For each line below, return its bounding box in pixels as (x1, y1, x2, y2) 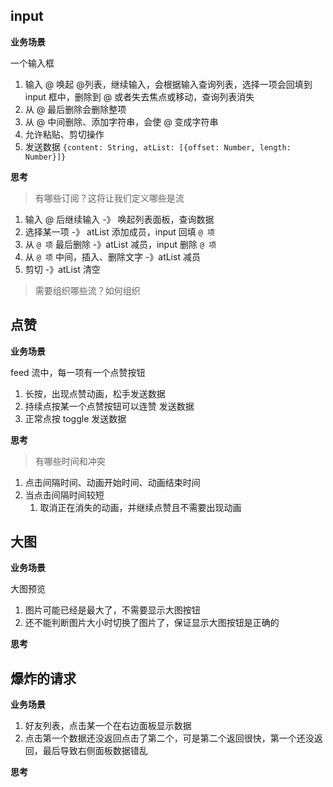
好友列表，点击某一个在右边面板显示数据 (24, 720, 192, 732)
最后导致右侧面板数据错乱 (42, 745, 148, 757)
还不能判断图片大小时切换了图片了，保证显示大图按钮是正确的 (24, 617, 280, 629)
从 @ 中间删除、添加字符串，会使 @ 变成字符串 (24, 115, 219, 128)
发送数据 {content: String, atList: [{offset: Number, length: (24, 140, 292, 153)
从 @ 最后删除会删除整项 (24, 103, 127, 115)
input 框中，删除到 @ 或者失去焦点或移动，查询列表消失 (24, 90, 255, 103)
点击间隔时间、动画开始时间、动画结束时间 (24, 476, 201, 488)
